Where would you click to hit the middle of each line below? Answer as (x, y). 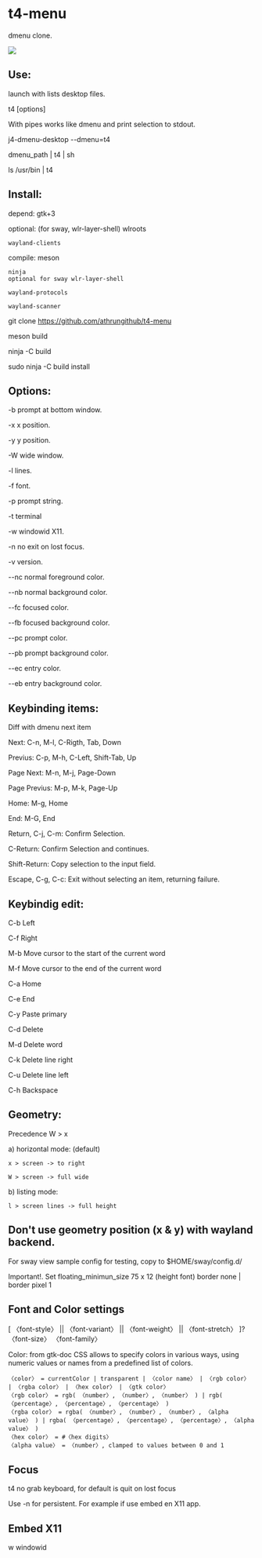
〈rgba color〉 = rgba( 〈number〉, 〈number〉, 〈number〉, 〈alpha (118, 1412)
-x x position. (29, 425)
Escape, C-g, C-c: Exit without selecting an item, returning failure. (114, 879)
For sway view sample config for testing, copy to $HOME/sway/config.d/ (125, 1261)
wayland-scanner (34, 306)
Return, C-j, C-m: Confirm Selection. (67, 834)
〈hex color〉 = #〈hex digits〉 (60, 1437)
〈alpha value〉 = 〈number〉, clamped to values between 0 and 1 (116, 1446)
